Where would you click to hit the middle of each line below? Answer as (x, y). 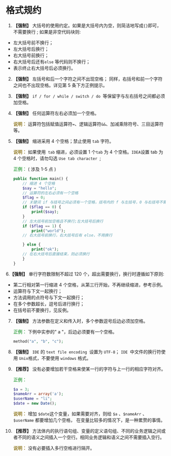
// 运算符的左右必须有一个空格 (50, 193)
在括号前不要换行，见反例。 (42, 310)
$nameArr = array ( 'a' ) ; (38, 394)
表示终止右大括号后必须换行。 (44, 68)
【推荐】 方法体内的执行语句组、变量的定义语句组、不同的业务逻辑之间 (87, 431)
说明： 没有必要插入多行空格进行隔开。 (54, 448)
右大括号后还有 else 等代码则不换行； (52, 62)
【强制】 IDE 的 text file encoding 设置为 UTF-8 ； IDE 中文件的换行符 (87, 352)
